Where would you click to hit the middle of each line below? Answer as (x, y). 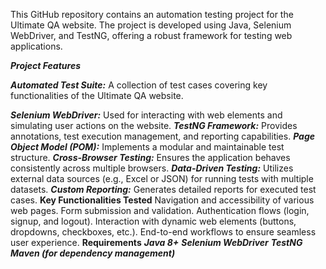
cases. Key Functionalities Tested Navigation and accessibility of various (162, 200)
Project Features (45, 65)
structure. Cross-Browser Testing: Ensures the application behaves (150, 157)
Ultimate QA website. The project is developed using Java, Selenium (151, 25)
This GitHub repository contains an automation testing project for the (152, 14)
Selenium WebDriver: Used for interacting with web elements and (146, 115)
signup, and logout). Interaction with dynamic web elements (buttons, (153, 221)
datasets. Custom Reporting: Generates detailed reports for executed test (163, 189)
